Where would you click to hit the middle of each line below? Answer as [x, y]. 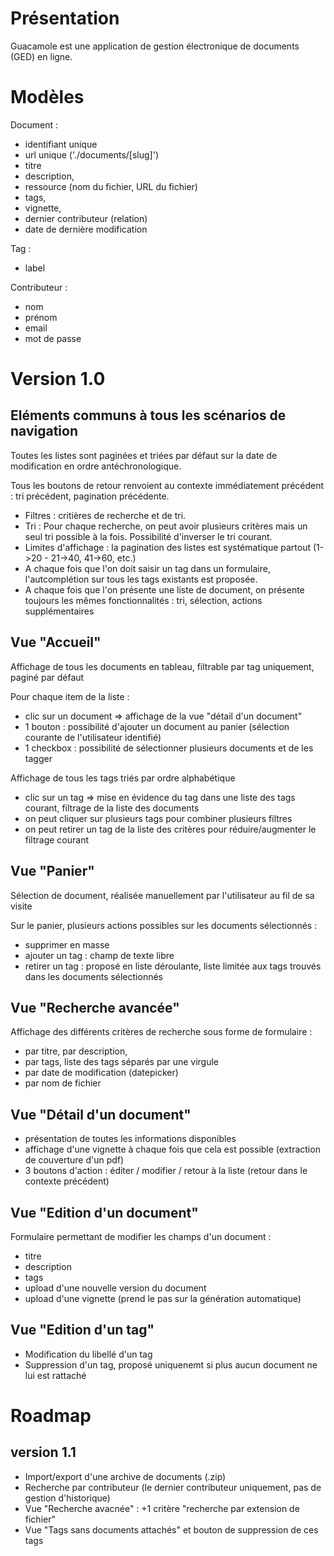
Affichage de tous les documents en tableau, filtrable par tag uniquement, [162, 666]
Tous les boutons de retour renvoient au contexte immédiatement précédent [167, 485]
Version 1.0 [58, 379]
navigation [44, 431]
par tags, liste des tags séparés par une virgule [122, 1062]
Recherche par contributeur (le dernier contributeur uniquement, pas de [173, 1487]
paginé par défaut [47, 677]
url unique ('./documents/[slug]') [91, 154]
